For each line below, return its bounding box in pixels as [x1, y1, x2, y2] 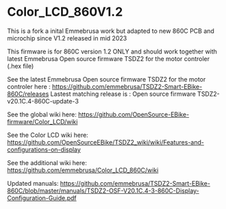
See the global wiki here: [7, 110, 77, 119]
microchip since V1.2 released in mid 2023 [7, 34, 127, 42]
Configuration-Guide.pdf [7, 193, 77, 202]
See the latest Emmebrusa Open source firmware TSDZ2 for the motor [7, 75, 206, 83]
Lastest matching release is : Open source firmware [50, 90, 197, 98]
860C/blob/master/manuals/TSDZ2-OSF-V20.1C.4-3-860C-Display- [7, 186, 200, 195]
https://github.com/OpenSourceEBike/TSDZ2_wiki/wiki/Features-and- [7, 138, 204, 146]
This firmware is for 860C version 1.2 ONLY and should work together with [7, 47, 218, 56]
